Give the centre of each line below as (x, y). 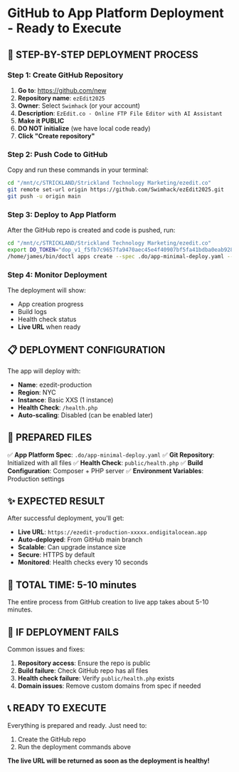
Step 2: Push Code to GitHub (58, 154)
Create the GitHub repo (52, 739)
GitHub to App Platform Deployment (116, 13)
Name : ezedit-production (55, 385)
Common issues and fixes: (46, 649)
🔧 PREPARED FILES (50, 438)
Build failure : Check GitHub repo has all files (83, 671)
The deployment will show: (47, 290)
